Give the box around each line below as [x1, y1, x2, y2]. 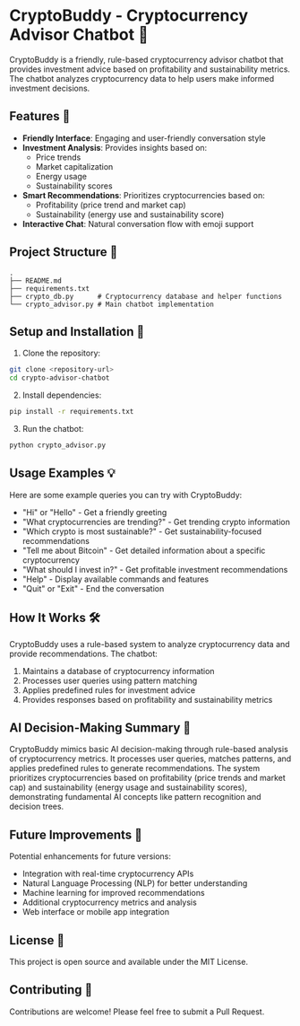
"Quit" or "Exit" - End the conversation [21, 583, 165, 593]
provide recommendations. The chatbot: [9, 648, 159, 659]
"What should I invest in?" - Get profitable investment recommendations [21, 564, 288, 574]
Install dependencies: [21, 390, 102, 400]
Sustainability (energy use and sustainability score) [35, 208, 225, 220]
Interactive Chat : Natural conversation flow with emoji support [21, 218, 254, 229]
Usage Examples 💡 [9, 466, 116, 481]
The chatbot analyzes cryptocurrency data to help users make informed [9, 73, 275, 83]
